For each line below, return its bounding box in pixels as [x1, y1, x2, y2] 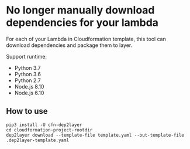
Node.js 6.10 [14, 89, 44, 96]
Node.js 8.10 [14, 83, 44, 90]
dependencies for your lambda [6, 16, 159, 29]
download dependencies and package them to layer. [6, 42, 133, 49]
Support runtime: [6, 53, 47, 60]
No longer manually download [6, 4, 155, 17]
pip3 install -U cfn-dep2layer [6, 121, 82, 128]
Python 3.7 [14, 64, 41, 71]
